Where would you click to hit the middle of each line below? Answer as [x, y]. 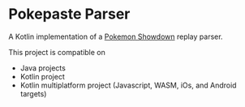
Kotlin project [42, 76]
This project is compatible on [57, 52]
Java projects [43, 68]
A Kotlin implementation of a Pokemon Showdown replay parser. [116, 36]
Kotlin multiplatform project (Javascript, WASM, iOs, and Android [128, 85]
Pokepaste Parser [69, 14]
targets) [33, 93]
